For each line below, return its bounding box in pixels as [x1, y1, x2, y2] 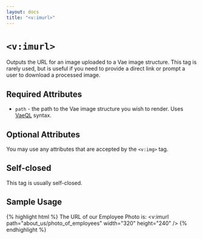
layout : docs [6, 9, 39, 15]
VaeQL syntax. [15, 112, 52, 119]
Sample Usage [6, 197, 62, 207]
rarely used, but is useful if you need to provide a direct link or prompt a [6, 65, 185, 72]
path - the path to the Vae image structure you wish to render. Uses [15, 105, 184, 113]
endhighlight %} [6, 226, 47, 233]
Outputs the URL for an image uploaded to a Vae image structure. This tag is [6, 58, 197, 66]
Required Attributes [6, 89, 82, 99]
